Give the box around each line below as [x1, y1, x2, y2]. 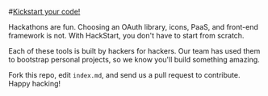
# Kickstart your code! [8, 7, 81, 16]
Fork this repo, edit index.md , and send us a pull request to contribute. [8, 70, 241, 79]
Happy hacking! [8, 79, 61, 88]
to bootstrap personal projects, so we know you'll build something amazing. [8, 55, 260, 64]
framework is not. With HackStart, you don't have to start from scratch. [8, 31, 245, 40]
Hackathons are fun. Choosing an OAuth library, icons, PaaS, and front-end [8, 22, 258, 31]
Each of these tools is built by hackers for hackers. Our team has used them [8, 46, 261, 55]
